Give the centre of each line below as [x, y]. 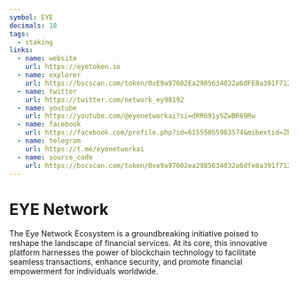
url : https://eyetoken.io [73, 67]
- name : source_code [55, 157]
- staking [35, 42]
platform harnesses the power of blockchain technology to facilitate [133, 252]
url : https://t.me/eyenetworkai [85, 149]
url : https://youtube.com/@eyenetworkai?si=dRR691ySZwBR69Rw [140, 116]
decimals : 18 [33, 26]
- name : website [47, 58]
